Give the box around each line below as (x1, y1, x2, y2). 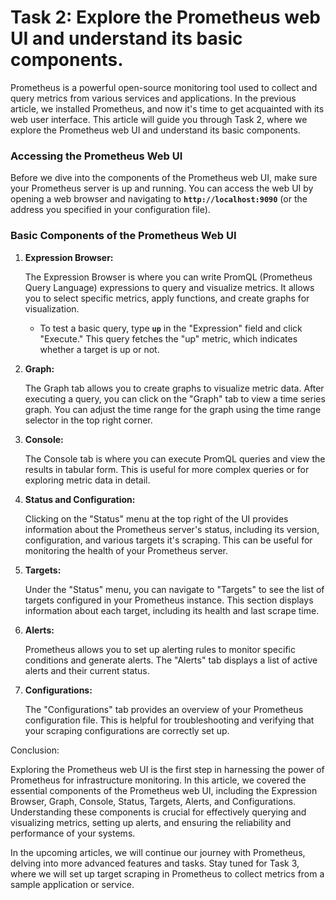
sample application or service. (10, 878, 135, 890)
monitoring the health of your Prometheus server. (24, 544, 228, 556)
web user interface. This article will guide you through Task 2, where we (10, 113, 308, 125)
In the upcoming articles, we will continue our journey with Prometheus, (10, 846, 306, 858)
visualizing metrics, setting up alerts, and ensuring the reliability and (10, 816, 292, 828)
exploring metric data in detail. (24, 474, 151, 486)
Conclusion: (10, 744, 60, 756)
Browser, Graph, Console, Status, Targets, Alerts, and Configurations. (10, 795, 297, 807)
